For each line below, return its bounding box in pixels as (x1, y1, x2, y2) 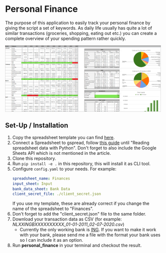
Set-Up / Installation (5, 121, 68, 130)
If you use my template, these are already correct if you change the (12, 201, 150, 207)
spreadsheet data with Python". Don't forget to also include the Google (12, 145, 157, 151)
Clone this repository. (12, 155, 56, 161)
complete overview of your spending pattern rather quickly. (5, 36, 126, 41)
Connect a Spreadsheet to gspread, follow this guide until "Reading (12, 140, 150, 145)
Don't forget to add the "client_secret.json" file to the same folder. (12, 211, 147, 217)
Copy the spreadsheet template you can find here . (12, 134, 115, 140)
